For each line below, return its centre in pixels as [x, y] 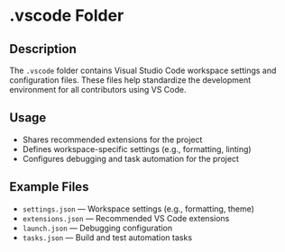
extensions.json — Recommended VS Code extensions [126, 218]
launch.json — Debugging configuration [97, 228]
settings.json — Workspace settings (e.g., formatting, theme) [138, 209]
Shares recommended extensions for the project [112, 139]
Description [43, 49]
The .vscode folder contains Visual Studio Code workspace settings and [143, 70]
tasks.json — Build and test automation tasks [107, 237]
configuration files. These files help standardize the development [130, 80]
